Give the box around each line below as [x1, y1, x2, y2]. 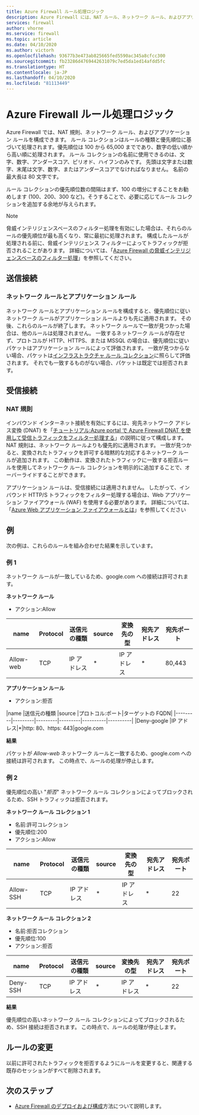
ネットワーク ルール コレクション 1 [6, 808, 90, 815]
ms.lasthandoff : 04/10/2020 [6, 75, 76, 81]
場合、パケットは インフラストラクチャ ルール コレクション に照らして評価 [11, 351, 191, 359]
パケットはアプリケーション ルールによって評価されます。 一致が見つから [6, 344, 185, 351]
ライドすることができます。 [21, 471, 89, 478]
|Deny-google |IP [134, 717, 176, 725]
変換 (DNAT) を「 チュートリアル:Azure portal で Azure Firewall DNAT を [11, 427, 186, 434]
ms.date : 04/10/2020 [6, 42, 57, 48]
